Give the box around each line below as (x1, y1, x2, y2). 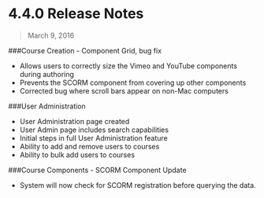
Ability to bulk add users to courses (19, 150, 136, 159)
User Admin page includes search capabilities (19, 125, 169, 134)
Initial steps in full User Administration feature (19, 133, 168, 142)
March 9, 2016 (27, 31, 75, 40)
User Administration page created (19, 116, 130, 126)
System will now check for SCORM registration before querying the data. (19, 180, 256, 189)
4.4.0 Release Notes (8, 5, 144, 23)
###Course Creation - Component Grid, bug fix (8, 46, 162, 55)
